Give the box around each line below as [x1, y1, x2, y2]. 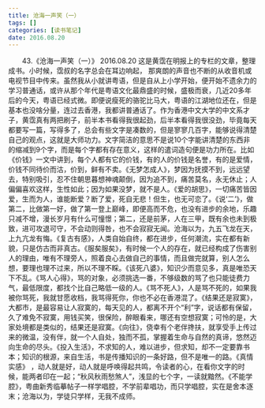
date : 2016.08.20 [8, 33, 65, 42]
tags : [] [8, 19, 37, 27]
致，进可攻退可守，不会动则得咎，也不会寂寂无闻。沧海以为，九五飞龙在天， [8, 224, 257, 234]
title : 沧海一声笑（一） [8, 11, 80, 20]
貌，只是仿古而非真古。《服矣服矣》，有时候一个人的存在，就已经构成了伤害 [8, 244, 250, 253]
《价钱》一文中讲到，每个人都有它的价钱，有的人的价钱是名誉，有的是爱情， [8, 155, 257, 164]
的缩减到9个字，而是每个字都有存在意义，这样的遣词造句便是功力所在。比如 [8, 145, 255, 155]
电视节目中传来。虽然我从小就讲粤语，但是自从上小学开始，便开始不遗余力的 [8, 76, 257, 85]
